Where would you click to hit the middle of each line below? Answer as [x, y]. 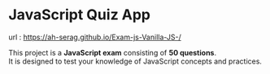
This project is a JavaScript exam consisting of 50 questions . [113, 52]
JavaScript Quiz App [80, 15]
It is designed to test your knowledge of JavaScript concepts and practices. [135, 61]
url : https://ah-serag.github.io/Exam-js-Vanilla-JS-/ [95, 37]
